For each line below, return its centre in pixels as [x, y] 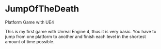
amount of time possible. [30, 41]
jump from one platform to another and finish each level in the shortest [76, 37]
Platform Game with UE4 [30, 22]
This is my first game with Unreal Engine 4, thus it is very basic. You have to [81, 31]
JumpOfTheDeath [42, 9]
